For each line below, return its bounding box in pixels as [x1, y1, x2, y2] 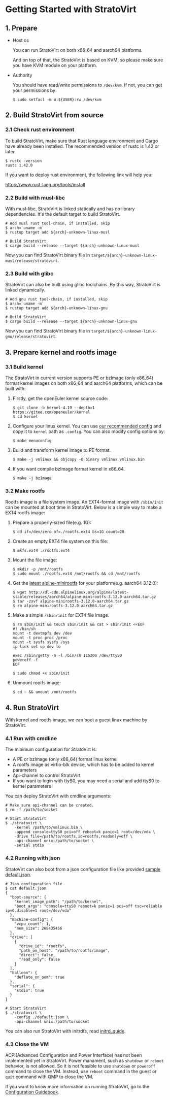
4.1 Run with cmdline [5, 735, 57, 742]
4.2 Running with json [5, 854, 60, 861]
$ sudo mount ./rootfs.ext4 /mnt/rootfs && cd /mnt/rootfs [12, 571, 141, 577]
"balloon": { [10, 970, 38, 975]
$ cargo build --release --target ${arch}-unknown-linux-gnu [5, 319, 138, 324]
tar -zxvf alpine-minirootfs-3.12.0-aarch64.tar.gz [17, 599, 129, 604]
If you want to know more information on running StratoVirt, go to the [5, 1083, 150, 1089]
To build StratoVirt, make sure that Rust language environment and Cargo [5, 138, 158, 144]
